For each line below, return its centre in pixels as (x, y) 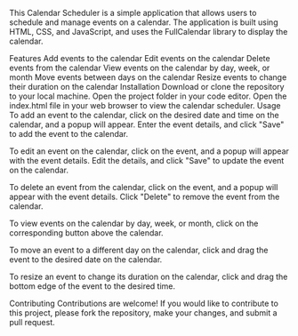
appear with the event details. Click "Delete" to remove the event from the (145, 196)
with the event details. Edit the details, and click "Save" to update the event (147, 160)
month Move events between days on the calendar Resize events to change (148, 77)
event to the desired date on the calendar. (86, 260)
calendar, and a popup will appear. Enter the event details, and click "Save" (147, 124)
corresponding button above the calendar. (86, 233)
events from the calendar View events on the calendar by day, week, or (140, 68)
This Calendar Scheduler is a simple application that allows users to (133, 13)
